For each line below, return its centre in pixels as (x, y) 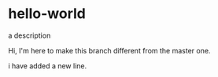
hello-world (47, 14)
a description (30, 35)
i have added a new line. (48, 66)
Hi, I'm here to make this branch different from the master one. (109, 50)
